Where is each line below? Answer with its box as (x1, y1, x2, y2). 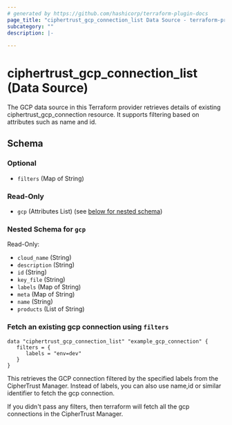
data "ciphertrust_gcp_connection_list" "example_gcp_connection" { (7, 338, 209, 345)
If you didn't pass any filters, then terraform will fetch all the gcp (7, 402, 190, 410)
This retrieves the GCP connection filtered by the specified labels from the (7, 374, 219, 382)
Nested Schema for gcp (7, 224, 86, 234)
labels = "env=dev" (25, 350, 81, 357)
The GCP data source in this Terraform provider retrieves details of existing (7, 103, 221, 111)
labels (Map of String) (17, 283, 81, 291)
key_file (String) (17, 276, 66, 284)
